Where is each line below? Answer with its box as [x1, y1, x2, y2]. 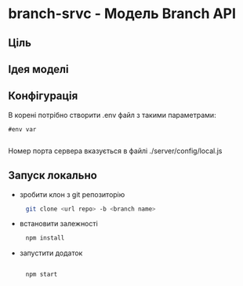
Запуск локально [8, 169, 98, 182]
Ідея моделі [8, 62, 69, 75]
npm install [25, 234, 65, 242]
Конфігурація [8, 90, 78, 103]
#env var [8, 125, 37, 134]
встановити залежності [19, 219, 98, 229]
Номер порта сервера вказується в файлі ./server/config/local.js [8, 146, 223, 156]
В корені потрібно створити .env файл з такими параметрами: [8, 110, 217, 119]
